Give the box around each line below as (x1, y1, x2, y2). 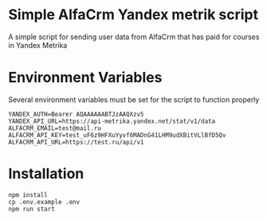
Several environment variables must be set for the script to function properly (8, 94, 260, 105)
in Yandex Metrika (8, 40, 68, 49)
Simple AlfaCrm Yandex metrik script (8, 6, 259, 24)
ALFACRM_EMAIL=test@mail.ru (8, 124, 102, 132)
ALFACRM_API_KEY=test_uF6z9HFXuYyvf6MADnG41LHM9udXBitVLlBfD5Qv (8, 131, 226, 139)
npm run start (8, 205, 56, 213)
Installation (8, 165, 84, 183)
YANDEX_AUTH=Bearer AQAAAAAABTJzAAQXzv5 (8, 110, 145, 118)
